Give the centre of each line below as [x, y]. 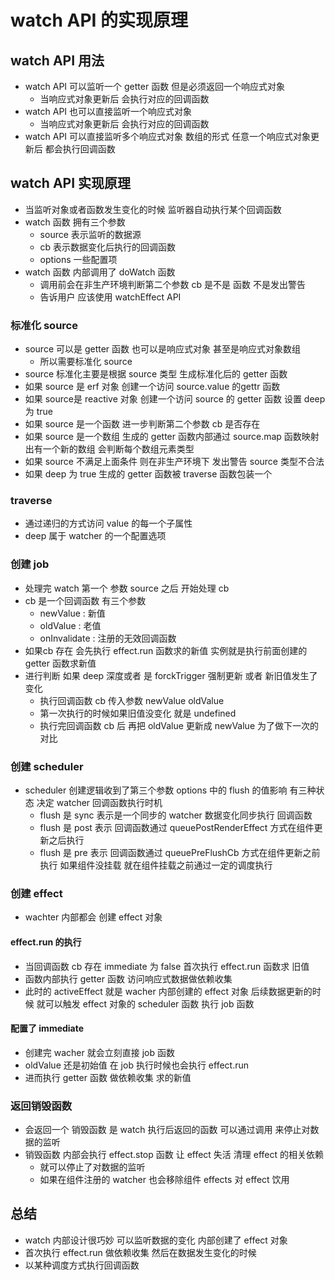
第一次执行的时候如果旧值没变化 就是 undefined [138, 713]
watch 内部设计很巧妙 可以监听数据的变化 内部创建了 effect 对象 [156, 1240]
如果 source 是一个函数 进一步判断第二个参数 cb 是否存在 [142, 424]
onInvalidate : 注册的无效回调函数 [108, 638]
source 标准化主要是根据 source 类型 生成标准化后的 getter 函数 [156, 374]
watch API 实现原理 [71, 183]
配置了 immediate [47, 1028]
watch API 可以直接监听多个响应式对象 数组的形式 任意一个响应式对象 [167, 136]
